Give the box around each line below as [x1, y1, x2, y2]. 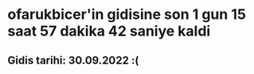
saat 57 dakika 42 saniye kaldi [7, 22, 211, 40]
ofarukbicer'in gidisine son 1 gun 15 [7, 6, 246, 24]
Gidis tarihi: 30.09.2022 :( [7, 54, 139, 67]
